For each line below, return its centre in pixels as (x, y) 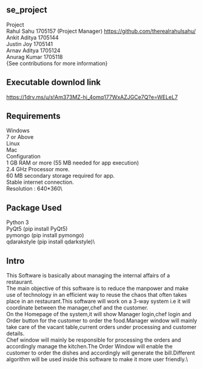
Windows (18, 130)
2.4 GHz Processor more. (38, 169)
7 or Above (20, 137)
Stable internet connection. (40, 182)
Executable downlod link (54, 82)
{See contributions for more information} (57, 63)
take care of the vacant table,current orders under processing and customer (101, 327)
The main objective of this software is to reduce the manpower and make (98, 288)
